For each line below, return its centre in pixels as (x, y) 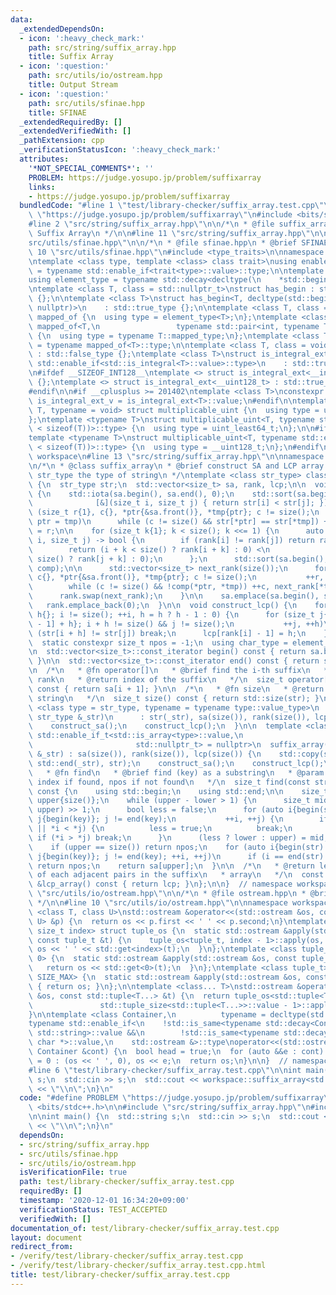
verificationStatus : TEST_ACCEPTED (93, 1209)
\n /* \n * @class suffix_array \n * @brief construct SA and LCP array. (178, 466)
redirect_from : (42, 1247)
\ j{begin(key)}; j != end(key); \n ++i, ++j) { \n (156, 819)
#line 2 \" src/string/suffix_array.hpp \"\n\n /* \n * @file (151, 224)
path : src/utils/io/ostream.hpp (95, 76)
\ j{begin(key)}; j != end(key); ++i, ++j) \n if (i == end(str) (176, 856)
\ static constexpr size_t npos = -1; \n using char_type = (158, 642)
